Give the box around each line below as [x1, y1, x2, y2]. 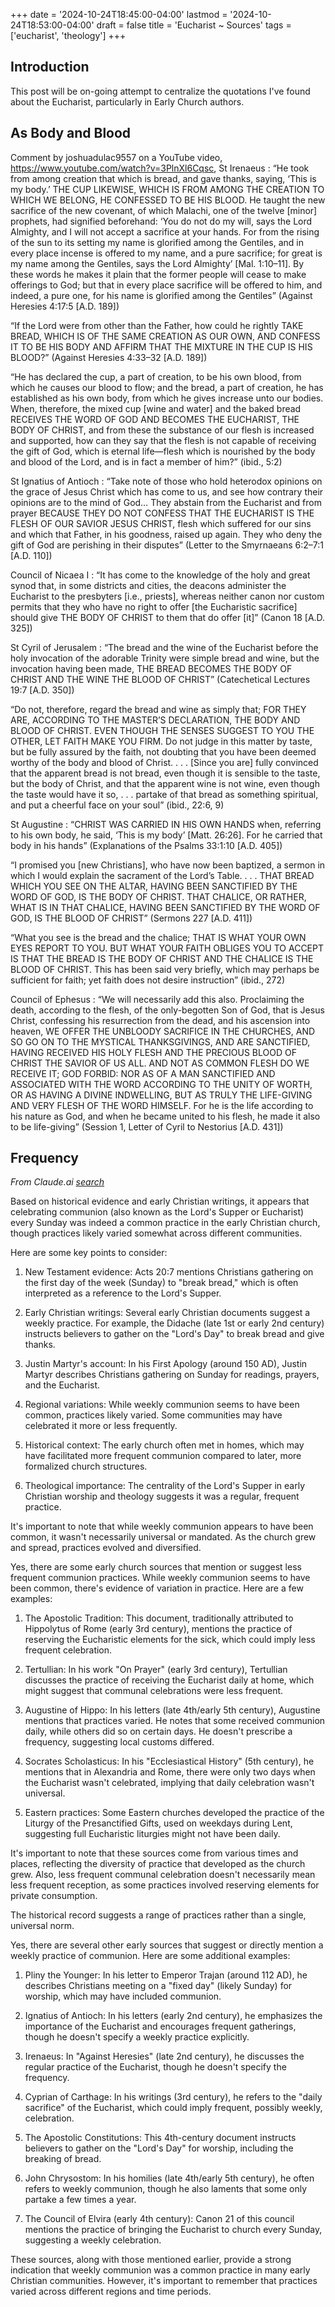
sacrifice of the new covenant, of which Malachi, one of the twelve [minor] [10, 204, 318, 216]
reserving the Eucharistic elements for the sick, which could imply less [24, 1634, 316, 1646]
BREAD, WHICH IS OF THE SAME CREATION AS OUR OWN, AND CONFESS [10, 330, 321, 342]
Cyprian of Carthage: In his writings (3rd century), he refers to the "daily [24, 2091, 323, 2103]
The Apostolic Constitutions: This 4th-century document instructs [24, 2132, 297, 2144]
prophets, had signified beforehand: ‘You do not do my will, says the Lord [10, 215, 313, 227]
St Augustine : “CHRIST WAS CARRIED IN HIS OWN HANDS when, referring [10, 818, 322, 830]
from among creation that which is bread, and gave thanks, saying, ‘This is [10, 172, 317, 184]
